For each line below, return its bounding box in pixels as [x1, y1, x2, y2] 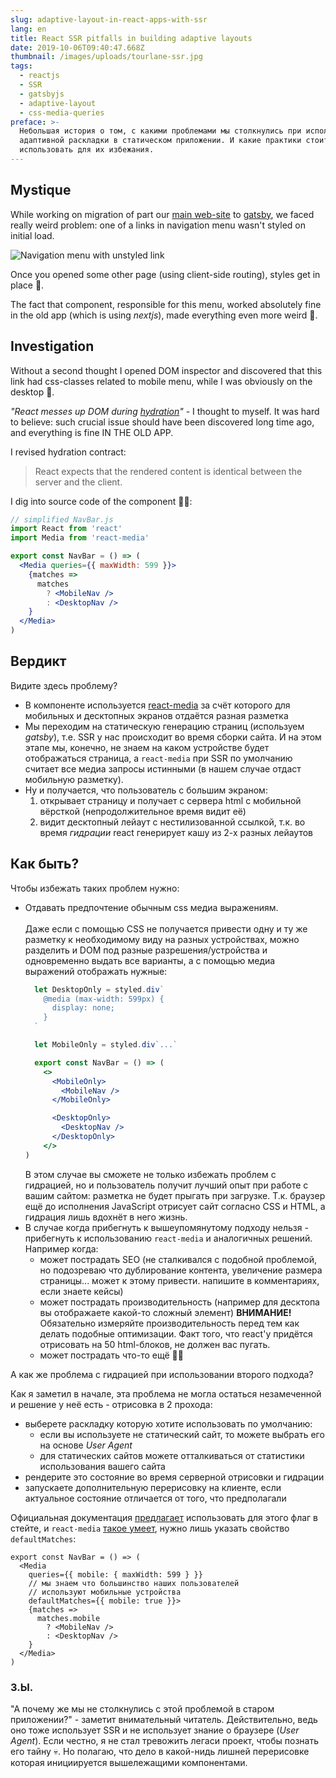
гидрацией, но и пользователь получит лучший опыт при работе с [24, 1179, 309, 1191]
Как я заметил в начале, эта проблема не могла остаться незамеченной [10, 1387, 322, 1400]
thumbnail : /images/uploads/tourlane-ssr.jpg [10, 52, 203, 62]
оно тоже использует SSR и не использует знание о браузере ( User [10, 1724, 300, 1736]
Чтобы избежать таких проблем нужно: [10, 882, 180, 894]
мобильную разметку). [24, 773, 124, 785]
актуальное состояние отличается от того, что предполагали [24, 1492, 287, 1504]
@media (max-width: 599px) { [43, 994, 165, 1004]
